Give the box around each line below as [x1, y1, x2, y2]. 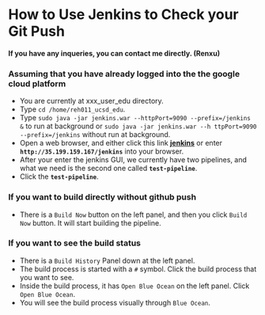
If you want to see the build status [8, 237, 141, 249]
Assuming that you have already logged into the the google [8, 68, 240, 79]
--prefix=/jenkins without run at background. [19, 130, 171, 139]
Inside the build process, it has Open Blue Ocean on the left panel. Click [19, 281, 250, 290]
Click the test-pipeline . [19, 172, 99, 181]
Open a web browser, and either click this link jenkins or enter [19, 139, 223, 148]
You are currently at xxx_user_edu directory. [19, 97, 164, 106]
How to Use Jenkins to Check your [8, 6, 239, 24]
